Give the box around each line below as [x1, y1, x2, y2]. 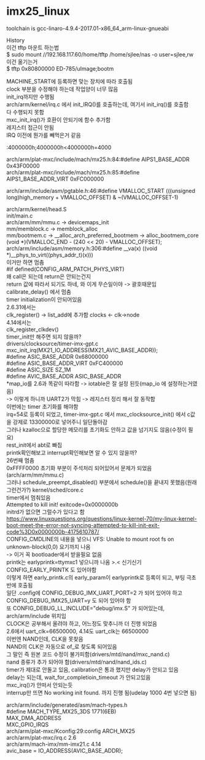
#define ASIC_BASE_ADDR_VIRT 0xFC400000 [6, 359, 123, 367]
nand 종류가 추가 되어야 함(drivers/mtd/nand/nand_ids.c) [6, 658, 147, 665]
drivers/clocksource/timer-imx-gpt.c [6, 340, 99, 347]
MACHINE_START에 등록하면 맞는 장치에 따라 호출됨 [6, 77, 133, 85]
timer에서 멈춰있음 [6, 493, 51, 501]
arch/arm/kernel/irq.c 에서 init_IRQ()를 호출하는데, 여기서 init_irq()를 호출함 [6, 100, 189, 108]
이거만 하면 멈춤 [6, 258, 45, 265]
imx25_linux [6, 4, 70, 18]
